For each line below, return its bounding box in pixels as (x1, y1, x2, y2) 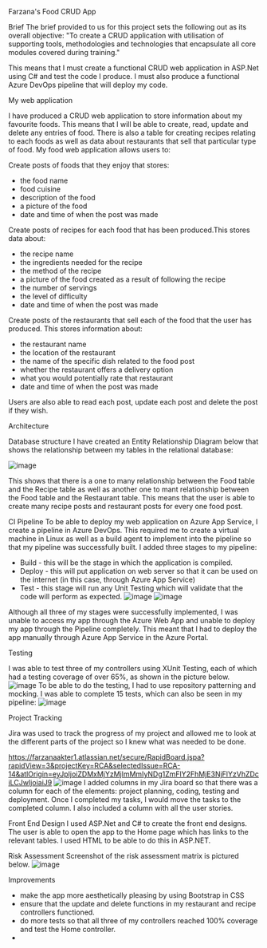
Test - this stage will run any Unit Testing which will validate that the (19, 583, 243, 593)
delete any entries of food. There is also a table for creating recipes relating (8, 128, 257, 137)
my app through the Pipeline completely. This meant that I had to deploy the (8, 624, 257, 634)
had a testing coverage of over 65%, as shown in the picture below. (8, 672, 230, 681)
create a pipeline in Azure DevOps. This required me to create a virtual (8, 526, 240, 535)
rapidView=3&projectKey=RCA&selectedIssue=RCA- (8, 761, 181, 770)
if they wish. (8, 406, 49, 415)
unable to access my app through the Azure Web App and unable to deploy (8, 616, 256, 625)
